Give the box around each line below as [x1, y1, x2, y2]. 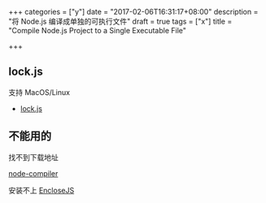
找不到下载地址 [8, 152, 59, 162]
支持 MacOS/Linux [8, 87, 71, 97]
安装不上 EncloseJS [8, 185, 75, 195]
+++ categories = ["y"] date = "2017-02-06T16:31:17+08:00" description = [8, 7, 259, 16]
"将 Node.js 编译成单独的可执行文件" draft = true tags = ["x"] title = [8, 16, 233, 26]
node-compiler [8, 168, 59, 178]
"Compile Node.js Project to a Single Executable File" [8, 26, 187, 35]
